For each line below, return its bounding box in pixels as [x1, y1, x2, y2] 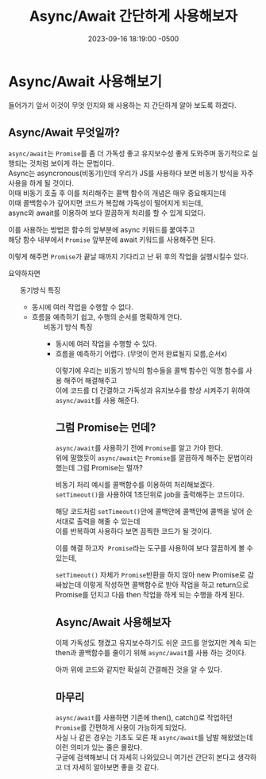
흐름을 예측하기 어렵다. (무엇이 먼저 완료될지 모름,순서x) [55, 348, 228, 358]
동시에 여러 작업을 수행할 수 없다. [31, 302, 133, 312]
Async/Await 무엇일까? [8, 126, 121, 140]
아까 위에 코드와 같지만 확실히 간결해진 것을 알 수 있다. [55, 665, 222, 674]
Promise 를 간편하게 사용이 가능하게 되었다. [55, 723, 187, 732]
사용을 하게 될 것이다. [8, 178, 74, 187]
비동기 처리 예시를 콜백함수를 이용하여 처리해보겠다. [55, 480, 215, 489]
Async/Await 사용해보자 [55, 616, 172, 629]
